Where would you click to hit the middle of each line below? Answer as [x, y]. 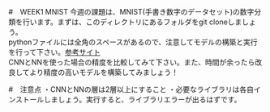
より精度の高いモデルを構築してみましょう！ [104, 72]
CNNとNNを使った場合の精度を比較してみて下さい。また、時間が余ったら [132, 62]
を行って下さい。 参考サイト [55, 52]
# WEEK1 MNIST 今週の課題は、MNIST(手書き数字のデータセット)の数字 [131, 12]
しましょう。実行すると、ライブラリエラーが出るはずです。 [142, 100]
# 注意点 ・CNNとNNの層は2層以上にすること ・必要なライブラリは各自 [131, 89]
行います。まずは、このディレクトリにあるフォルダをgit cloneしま [132, 22]
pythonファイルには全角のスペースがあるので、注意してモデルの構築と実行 [133, 42]
